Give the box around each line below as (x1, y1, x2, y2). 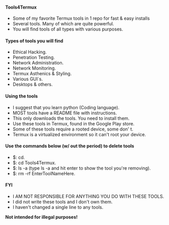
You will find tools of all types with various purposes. (12, 26, 123, 33)
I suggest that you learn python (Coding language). (12, 104, 120, 110)
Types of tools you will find (5, 38, 63, 44)
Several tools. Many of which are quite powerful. (12, 21, 114, 27)
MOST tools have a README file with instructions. (12, 110, 117, 116)
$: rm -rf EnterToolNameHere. (12, 170, 76, 176)
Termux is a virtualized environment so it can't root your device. (12, 131, 146, 137)
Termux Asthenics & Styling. (12, 71, 72, 77)
